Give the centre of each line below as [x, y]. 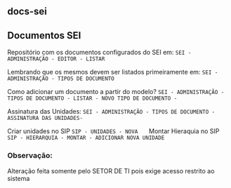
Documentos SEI [44, 35]
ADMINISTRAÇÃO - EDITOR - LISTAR [56, 59]
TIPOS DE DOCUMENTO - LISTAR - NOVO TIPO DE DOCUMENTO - [92, 99]
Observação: [30, 156]
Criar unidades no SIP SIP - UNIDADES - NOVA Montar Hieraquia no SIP [113, 131]
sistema [19, 178]
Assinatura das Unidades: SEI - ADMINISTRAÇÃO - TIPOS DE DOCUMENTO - [111, 112]
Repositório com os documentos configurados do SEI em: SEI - [99, 53]
